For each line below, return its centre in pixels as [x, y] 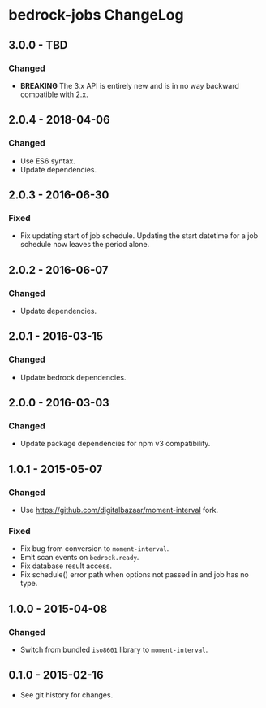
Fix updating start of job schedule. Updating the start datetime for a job [139, 236]
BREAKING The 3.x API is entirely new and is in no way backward [129, 85]
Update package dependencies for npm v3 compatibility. [115, 444]
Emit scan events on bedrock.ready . [79, 558]
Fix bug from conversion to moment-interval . [94, 549]
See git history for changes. [66, 695]
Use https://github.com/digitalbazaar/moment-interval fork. [119, 510]
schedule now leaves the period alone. [85, 245]
